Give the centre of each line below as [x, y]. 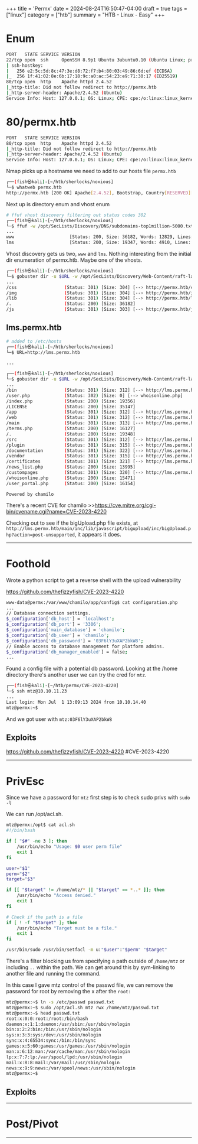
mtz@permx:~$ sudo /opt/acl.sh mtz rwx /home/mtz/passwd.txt [83, 1007]
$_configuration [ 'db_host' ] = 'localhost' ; [60, 619]
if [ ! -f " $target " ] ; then [42, 922]
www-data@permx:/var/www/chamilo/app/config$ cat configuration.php [92, 602]
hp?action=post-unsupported [41, 535]
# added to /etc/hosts [34, 341]
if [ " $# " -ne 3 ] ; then [37, 841]
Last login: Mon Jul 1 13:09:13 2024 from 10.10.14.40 [76, 702]
